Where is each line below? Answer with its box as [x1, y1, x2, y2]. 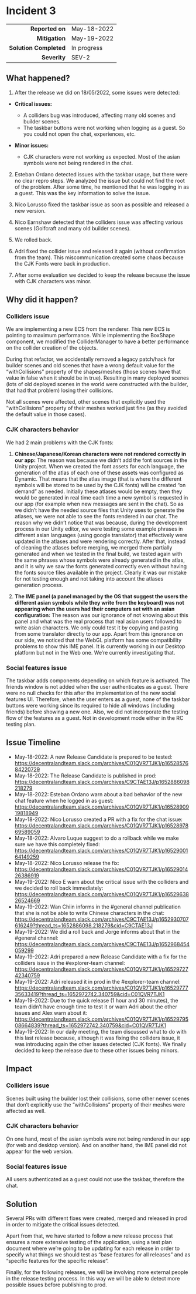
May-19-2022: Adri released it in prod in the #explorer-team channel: [14, 978, 181, 985]
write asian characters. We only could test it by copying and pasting [14, 624, 178, 631]
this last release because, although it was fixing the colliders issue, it [14, 1034, 180, 1041]
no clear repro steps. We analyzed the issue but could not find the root [14, 177, 185, 184]
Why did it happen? [6, 295, 78, 305]
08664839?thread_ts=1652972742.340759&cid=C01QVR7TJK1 [14, 1021, 167, 1029]
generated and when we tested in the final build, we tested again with [14, 550, 183, 557]
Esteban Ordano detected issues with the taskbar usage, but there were [14, 170, 188, 177]
